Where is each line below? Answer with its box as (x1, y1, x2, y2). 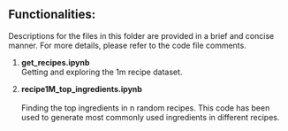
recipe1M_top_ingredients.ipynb (20, 83, 143, 94)
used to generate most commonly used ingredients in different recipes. (20, 112, 280, 122)
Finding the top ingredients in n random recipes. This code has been (20, 102, 270, 113)
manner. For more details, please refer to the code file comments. (8, 40, 246, 50)
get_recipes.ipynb (20, 57, 90, 67)
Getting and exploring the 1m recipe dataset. (20, 66, 183, 77)
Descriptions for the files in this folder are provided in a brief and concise (8, 30, 275, 41)
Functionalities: (8, 7, 96, 22)
